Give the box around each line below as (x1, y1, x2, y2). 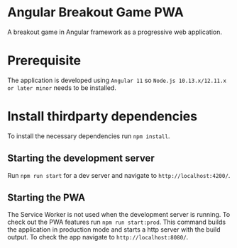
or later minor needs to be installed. (7, 83, 117, 92)
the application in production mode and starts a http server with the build (7, 225, 221, 234)
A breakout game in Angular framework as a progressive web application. (7, 28, 222, 36)
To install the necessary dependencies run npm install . (7, 132, 170, 140)
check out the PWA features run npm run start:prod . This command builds (7, 218, 226, 227)
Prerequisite (7, 52, 82, 69)
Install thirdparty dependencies (7, 108, 197, 125)
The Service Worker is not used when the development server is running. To (7, 210, 231, 219)
